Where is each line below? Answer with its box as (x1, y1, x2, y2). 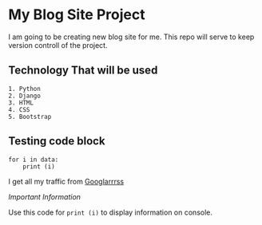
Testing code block (8, 134, 105, 148)
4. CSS (8, 105, 30, 113)
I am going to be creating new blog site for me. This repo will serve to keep (8, 32, 255, 41)
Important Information (8, 191, 81, 201)
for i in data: (8, 156, 59, 164)
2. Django (8, 92, 42, 100)
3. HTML (8, 98, 34, 107)
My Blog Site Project (8, 6, 145, 24)
